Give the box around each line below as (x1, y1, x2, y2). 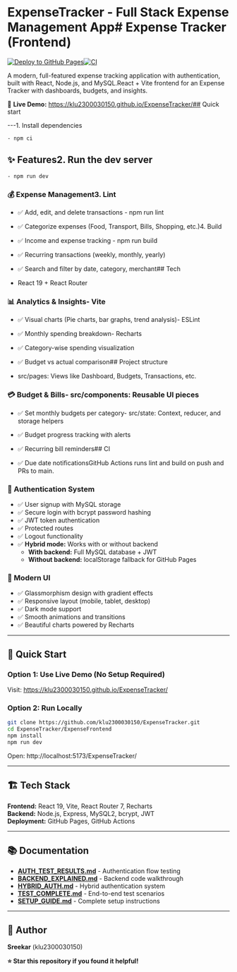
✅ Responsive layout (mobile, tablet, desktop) (17, 597, 151, 606)
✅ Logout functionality (17, 532, 83, 540)
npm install (7, 732, 42, 739)
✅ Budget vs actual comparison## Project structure (17, 358, 168, 366)
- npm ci (7, 135, 33, 142)
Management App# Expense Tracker (7, 19, 227, 35)
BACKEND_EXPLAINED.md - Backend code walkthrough (17, 875, 183, 883)
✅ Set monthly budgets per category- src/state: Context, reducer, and (17, 409, 221, 417)
